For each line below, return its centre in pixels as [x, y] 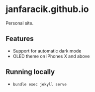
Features [20, 39]
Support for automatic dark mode [47, 50]
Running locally [30, 72]
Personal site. [20, 23]
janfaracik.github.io [47, 9]
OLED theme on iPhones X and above [51, 56]
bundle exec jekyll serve [40, 84]
